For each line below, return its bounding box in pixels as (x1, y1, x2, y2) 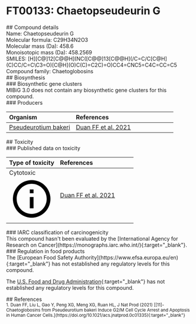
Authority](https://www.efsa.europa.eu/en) (74, 254, 179, 261)
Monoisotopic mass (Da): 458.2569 (6, 48, 93, 56)
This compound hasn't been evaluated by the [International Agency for (6, 235, 178, 242)
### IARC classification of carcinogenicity (6, 229, 109, 236)
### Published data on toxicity (6, 144, 81, 151)
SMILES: (6, 55, 27, 62)
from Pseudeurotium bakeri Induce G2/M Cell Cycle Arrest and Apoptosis (41, 307, 190, 313)
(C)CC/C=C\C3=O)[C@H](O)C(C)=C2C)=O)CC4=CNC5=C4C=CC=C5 (6, 61, 177, 69)
